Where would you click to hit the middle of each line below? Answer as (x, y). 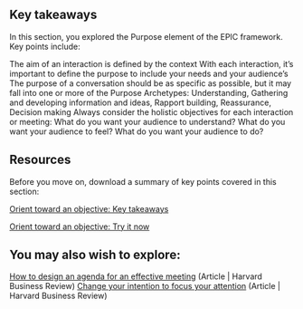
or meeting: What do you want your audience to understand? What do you (147, 121)
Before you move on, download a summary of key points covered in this (143, 181)
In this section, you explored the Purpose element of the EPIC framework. (146, 36)
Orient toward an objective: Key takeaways (89, 208)
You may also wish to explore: (95, 255)
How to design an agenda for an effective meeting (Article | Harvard (136, 276)
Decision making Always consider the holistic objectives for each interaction (151, 111)
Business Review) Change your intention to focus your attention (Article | (145, 286)
